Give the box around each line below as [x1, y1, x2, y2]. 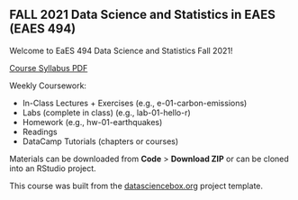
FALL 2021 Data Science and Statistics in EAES [9, 7, 276, 23]
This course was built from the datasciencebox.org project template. [9, 180, 264, 191]
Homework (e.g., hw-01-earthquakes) [22, 116, 163, 127]
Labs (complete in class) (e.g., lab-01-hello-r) [22, 107, 191, 118]
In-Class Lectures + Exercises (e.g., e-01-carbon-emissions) [22, 97, 248, 108]
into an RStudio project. [9, 162, 96, 174]
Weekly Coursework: [9, 80, 87, 91]
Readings [22, 126, 58, 137]
